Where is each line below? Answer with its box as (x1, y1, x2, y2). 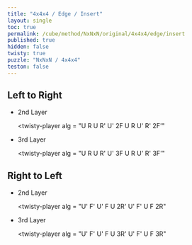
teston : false (7, 63, 50, 70)
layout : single (7, 17, 52, 24)
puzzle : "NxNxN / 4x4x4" (7, 57, 81, 64)
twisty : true (7, 50, 46, 57)
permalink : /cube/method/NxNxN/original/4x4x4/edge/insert (7, 30, 186, 38)
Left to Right (7, 89, 62, 101)
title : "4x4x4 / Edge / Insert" (7, 10, 103, 18)
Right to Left (7, 169, 62, 181)
